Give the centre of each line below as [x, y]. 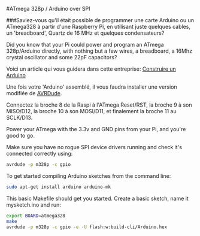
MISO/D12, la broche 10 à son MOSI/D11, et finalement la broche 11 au [91, 111]
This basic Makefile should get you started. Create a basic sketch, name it [97, 198]
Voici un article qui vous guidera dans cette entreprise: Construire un [91, 69]
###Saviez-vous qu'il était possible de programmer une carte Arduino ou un [100, 20]
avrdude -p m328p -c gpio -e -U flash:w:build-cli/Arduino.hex [87, 227]
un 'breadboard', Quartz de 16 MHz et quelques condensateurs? [85, 33]
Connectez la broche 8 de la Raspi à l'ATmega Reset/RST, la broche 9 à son [99, 105]
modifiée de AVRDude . [34, 93]
